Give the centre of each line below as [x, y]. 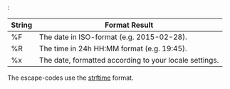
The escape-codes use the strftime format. [70, 78]
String [22, 25]
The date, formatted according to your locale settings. [129, 60]
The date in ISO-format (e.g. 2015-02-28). [113, 37]
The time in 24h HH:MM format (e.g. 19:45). [113, 48]
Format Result [129, 25]
